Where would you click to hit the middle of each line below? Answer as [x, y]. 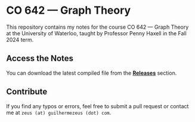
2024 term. [20, 39]
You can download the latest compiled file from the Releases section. [92, 73]
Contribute [27, 92]
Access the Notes [40, 58]
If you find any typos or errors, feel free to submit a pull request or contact [97, 106]
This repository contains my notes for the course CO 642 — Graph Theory [97, 27]
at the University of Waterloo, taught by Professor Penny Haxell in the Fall [96, 33]
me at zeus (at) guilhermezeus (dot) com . [59, 112]
